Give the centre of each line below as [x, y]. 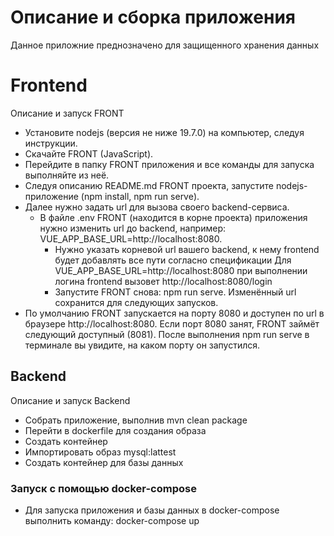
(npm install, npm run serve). [140, 196]
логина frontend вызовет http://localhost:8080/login [163, 281]
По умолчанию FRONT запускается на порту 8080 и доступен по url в [174, 313]
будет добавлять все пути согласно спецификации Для [173, 260]
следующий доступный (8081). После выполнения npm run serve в [167, 334]
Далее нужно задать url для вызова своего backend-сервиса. [157, 207]
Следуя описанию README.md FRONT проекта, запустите [149, 185]
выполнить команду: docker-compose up [112, 520]
